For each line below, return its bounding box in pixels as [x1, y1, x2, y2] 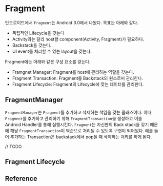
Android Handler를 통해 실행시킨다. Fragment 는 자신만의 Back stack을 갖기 [5, 122, 149, 127]
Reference [5, 174, 38, 183]
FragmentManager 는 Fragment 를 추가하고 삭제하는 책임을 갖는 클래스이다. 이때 [5, 109, 152, 115]
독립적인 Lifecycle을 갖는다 [12, 30, 64, 36]
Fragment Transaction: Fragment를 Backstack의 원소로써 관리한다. [12, 75, 143, 81]
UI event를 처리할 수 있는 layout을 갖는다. [12, 48, 92, 54]
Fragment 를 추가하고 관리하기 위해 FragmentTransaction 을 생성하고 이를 [5, 115, 143, 121]
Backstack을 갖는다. [12, 42, 52, 48]
